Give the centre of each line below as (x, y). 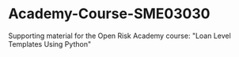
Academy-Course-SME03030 (109, 14)
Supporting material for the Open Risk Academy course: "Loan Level (119, 36)
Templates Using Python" (50, 44)
